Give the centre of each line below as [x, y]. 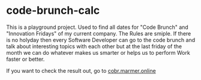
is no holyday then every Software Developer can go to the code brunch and [101, 40]
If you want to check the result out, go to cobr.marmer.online [81, 70]
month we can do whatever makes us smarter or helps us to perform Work [98, 52]
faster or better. [25, 59]
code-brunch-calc [53, 11]
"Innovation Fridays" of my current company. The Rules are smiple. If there [99, 33]
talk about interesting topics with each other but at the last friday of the [94, 46]
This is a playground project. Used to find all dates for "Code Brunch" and [97, 27]
